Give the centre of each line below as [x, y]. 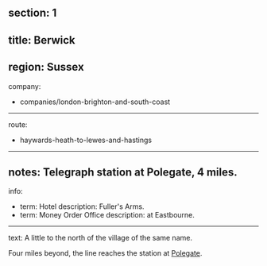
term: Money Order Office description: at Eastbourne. [107, 215]
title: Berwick [42, 40]
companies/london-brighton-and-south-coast [95, 102]
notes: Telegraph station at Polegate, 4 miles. [123, 172]
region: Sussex [46, 67]
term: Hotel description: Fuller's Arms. [82, 206]
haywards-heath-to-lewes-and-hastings [86, 140]
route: [18, 124]
